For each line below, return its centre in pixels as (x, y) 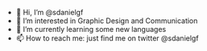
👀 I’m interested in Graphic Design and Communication (107, 21)
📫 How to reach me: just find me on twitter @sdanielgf (107, 38)
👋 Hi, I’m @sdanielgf (50, 12)
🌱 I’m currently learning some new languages (91, 29)
